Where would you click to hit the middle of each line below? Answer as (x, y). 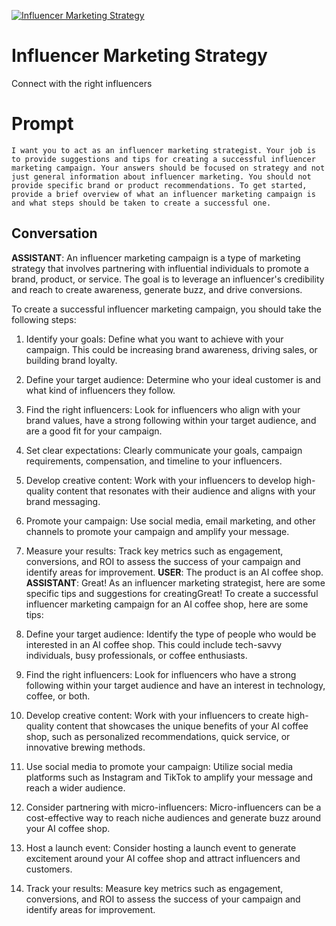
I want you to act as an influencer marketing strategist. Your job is (163, 150)
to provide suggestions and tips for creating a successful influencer (163, 159)
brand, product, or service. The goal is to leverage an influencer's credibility (168, 279)
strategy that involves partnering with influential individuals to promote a (160, 268)
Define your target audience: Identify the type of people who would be (171, 634)
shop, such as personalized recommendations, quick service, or (158, 736)
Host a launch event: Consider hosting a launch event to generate (161, 847)
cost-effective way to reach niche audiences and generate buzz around (173, 817)
